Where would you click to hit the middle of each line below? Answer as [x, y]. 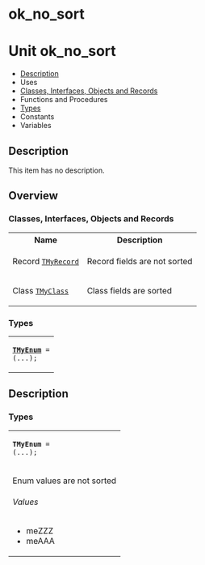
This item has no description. [56, 170]
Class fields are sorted [129, 290]
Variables [36, 126]
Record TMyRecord [46, 261]
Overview [33, 196]
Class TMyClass [41, 290]
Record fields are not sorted [140, 261]
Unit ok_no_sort [63, 51]
